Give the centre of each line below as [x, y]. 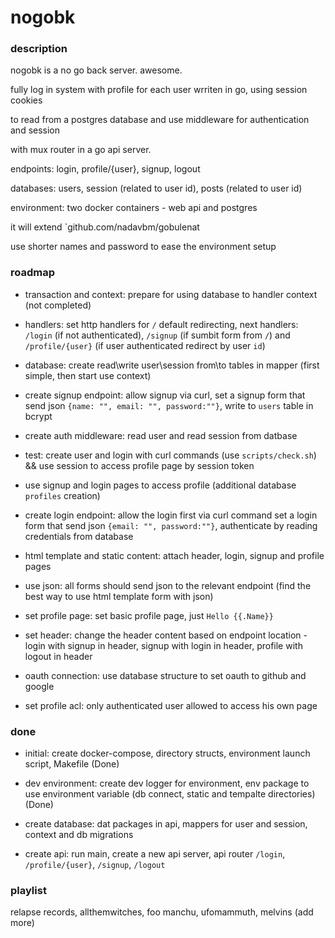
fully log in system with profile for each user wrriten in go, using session [159, 90]
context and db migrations [79, 835]
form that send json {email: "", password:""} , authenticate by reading [171, 525]
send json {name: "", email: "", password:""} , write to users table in [169, 405]
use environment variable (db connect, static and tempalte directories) [170, 794]
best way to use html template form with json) [119, 596]
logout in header [58, 656]
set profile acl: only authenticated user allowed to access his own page [171, 705]
